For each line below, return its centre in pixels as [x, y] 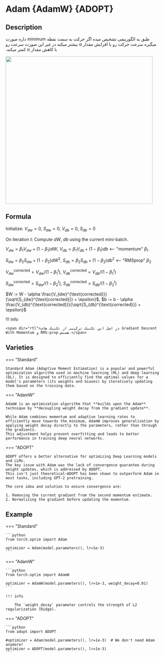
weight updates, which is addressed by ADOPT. [54, 469]
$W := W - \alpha [23, 294]
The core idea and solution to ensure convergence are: [64, 486]
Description [24, 27]
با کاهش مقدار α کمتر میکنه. [31, 49]
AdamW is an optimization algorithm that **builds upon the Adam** [76, 404]
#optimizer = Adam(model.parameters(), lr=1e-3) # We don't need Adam [80, 640]
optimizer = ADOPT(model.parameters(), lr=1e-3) [56, 649]
